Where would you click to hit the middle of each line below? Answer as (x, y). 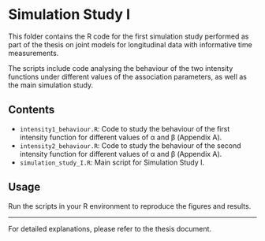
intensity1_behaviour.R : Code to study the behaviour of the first (125, 128)
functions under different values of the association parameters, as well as (127, 76)
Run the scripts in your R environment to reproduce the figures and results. (130, 206)
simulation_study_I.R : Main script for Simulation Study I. (112, 162)
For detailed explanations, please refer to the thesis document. (110, 228)
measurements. (34, 53)
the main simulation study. (51, 85)
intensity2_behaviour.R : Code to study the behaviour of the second (131, 145)
